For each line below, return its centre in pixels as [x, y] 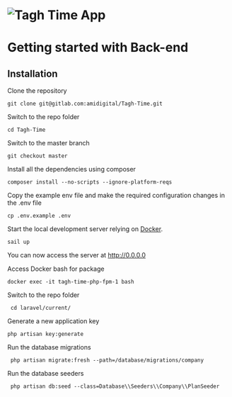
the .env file [25, 203]
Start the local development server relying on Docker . [85, 229]
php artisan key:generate [45, 334]
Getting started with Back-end [98, 48]
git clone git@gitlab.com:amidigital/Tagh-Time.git [85, 104]
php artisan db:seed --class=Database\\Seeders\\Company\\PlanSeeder [115, 386]
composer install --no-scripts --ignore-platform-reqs [90, 182]
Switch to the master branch [48, 143]
